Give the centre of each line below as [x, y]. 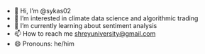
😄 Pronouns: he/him [44, 43]
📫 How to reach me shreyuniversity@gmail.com [85, 34]
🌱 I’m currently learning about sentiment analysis [85, 26]
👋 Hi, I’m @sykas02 [43, 11]
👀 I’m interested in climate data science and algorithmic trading [106, 18]
